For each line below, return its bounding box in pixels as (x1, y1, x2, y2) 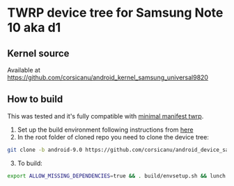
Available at (7, 66, 40, 74)
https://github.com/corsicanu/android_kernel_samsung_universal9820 (7, 73, 209, 82)
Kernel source (7, 47, 70, 59)
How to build (7, 93, 63, 105)
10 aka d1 (7, 20, 61, 36)
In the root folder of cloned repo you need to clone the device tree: (17, 132, 209, 141)
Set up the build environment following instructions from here (17, 125, 194, 134)
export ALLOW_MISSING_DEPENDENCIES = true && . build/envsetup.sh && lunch (7, 172, 226, 179)
